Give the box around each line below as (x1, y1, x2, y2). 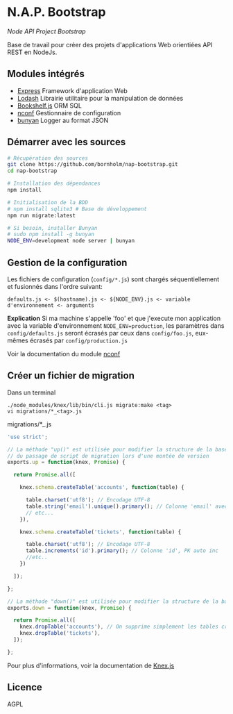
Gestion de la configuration (7, 256, 128, 268)
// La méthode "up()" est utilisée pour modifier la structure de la (7, 446, 213, 453)
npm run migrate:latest (7, 212, 76, 219)
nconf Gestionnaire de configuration (17, 108, 121, 117)
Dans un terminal (7, 388, 56, 397)
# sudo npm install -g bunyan (7, 231, 95, 238)
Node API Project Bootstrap (7, 27, 86, 35)
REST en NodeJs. (7, 48, 58, 56)
